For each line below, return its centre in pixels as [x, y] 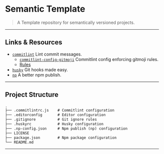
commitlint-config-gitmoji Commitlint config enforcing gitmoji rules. [89, 59]
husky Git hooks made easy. [40, 70]
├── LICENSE [17, 133]
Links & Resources [34, 42]
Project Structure [32, 95]
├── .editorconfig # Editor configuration [55, 115]
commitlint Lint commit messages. [47, 54]
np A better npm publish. [37, 75]
